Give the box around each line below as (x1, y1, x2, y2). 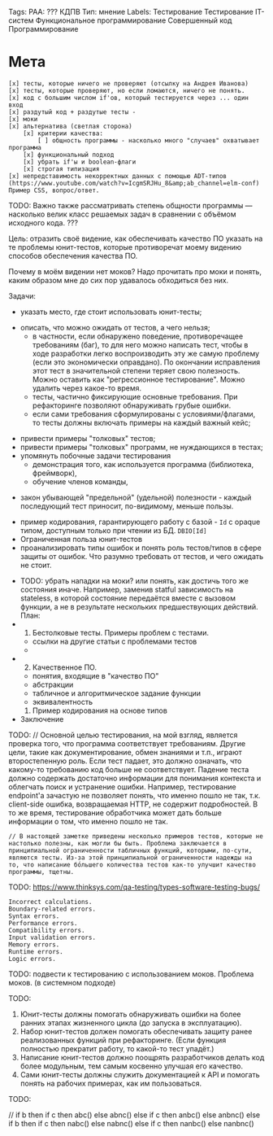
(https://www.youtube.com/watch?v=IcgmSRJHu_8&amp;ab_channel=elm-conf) (8, 179, 260, 187)
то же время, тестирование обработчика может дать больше (8, 807, 222, 817)
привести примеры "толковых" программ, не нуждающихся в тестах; (19, 442, 263, 452)
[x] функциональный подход (23, 151, 115, 159)
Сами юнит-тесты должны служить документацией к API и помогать (19, 1069, 260, 1079)
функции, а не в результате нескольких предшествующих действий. (19, 601, 258, 611)
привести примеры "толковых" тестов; (19, 433, 156, 443)
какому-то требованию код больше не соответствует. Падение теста (8, 764, 249, 774)
